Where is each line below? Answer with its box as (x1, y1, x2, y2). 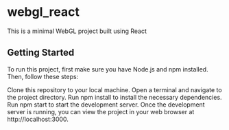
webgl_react (7, 4, 80, 20)
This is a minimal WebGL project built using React (7, 27, 147, 35)
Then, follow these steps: (7, 72, 79, 80)
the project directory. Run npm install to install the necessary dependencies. (7, 93, 222, 101)
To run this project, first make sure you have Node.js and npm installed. (7, 65, 208, 73)
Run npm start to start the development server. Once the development (7, 100, 205, 109)
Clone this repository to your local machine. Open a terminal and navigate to (7, 85, 222, 94)
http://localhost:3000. (7, 115, 69, 123)
